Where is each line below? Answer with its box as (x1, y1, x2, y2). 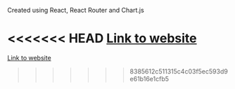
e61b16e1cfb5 (129, 74, 170, 83)
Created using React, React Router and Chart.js (7, 6, 144, 14)
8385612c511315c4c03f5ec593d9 (129, 67, 229, 76)
